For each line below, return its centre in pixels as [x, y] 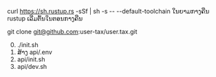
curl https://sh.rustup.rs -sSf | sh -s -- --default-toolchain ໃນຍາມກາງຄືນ [108, 11]
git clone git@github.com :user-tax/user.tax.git [72, 32]
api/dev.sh [32, 66]
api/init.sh [31, 59]
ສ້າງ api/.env [35, 52]
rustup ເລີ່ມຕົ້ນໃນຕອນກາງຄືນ [45, 18]
